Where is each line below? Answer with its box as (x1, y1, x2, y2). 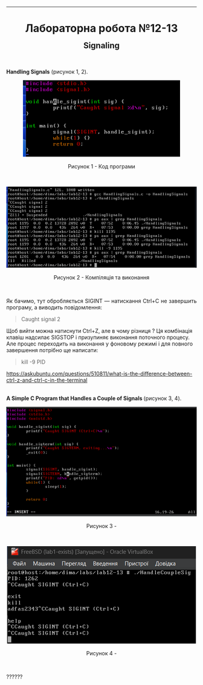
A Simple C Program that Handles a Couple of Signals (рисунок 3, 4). (6, 395, 182, 402)
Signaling (83, 40, 120, 50)
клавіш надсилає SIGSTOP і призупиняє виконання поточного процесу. (6, 334, 190, 341)
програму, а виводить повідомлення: (6, 304, 103, 311)
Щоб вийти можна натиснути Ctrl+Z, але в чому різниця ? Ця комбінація (6, 327, 193, 335)
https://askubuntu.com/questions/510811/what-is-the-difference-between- (6, 370, 193, 378)
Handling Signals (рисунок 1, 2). (6, 68, 88, 75)
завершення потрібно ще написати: (6, 347, 98, 354)
